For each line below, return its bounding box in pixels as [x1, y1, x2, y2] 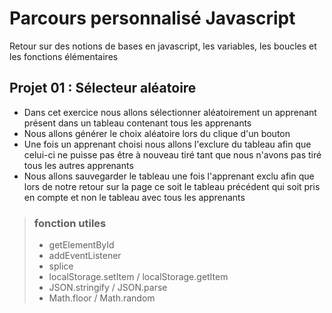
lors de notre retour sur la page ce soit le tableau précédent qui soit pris [23, 180, 321, 192]
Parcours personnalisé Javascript [9, 7, 296, 30]
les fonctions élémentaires [9, 50, 119, 62]
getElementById [48, 239, 115, 251]
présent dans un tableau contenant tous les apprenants [23, 117, 252, 129]
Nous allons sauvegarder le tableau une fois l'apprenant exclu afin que [23, 170, 315, 182]
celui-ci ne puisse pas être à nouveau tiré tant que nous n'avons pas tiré [23, 148, 322, 161]
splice [48, 260, 74, 272]
